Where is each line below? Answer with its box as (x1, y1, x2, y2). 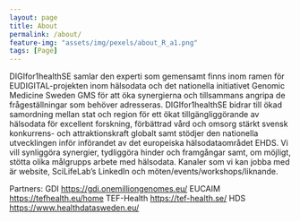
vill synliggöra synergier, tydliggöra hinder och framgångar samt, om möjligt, (9, 147, 291, 158)
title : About (9, 21, 58, 30)
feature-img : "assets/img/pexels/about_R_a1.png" (9, 38, 199, 47)
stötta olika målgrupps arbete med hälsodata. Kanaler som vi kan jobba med (9, 157, 290, 167)
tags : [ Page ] (9, 47, 58, 55)
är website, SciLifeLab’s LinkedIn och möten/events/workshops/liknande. (9, 166, 279, 177)
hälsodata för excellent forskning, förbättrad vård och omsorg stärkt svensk (9, 118, 288, 130)
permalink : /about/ (9, 30, 82, 38)
